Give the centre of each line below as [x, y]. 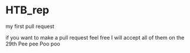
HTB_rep [28, 10]
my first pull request [30, 26]
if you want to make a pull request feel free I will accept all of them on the [95, 37]
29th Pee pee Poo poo [33, 44]
